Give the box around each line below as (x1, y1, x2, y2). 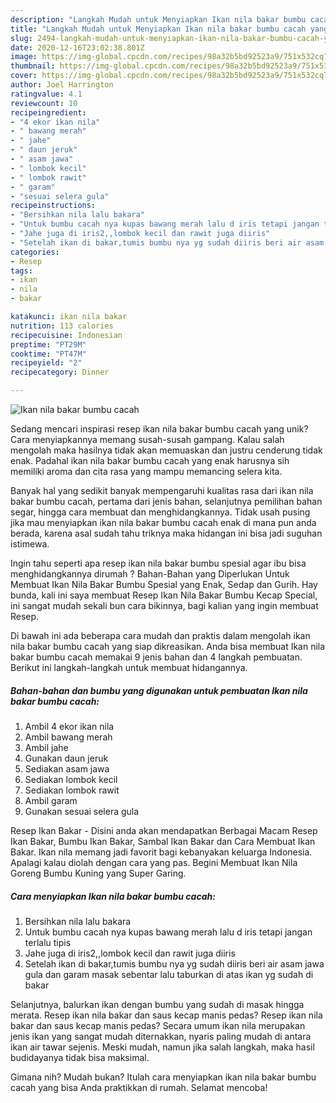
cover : (10, 71, 38, 81)
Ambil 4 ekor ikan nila (24, 720, 115, 732)
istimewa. (10, 538, 50, 550)
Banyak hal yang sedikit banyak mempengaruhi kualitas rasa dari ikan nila (10, 485, 314, 496)
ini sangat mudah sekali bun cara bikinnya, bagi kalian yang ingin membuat (10, 600, 319, 611)
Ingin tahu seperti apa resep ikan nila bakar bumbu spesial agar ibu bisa (10, 557, 307, 569)
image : (10, 52, 38, 62)
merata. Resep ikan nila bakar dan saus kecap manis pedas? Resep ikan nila (10, 1009, 323, 1021)
